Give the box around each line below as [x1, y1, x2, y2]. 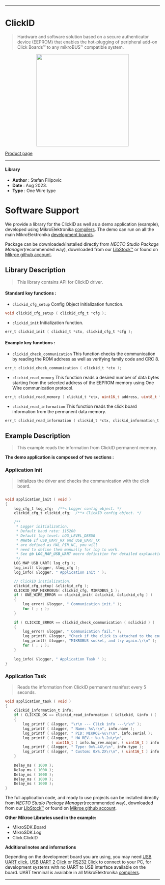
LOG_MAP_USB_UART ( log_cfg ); [14, 561, 76, 566]
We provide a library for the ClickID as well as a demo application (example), [5, 221, 160, 227]
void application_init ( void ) [5, 497, 71, 502]
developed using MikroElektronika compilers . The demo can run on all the [5, 227, 154, 232]
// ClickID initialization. [14, 579, 71, 584]
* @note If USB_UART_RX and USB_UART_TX [16, 538, 100, 543]
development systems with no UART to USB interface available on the [5, 864, 146, 870]
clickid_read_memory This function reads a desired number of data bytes [12, 374, 160, 380]
